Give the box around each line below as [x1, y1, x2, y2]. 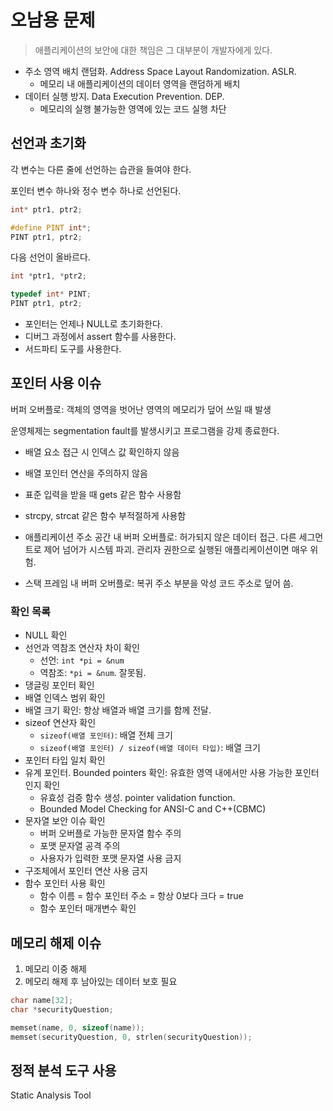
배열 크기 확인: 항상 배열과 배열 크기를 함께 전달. [24, 704, 212, 716]
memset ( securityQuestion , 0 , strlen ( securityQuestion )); [10, 1032, 253, 1042]
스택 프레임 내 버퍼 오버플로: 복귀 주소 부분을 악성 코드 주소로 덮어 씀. [24, 577, 294, 589]
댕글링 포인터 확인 [24, 679, 95, 691]
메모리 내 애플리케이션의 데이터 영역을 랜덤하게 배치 [39, 77, 241, 90]
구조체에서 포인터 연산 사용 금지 [24, 865, 148, 877]
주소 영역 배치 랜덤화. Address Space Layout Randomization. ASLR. [24, 65, 297, 77]
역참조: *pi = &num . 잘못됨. [39, 667, 147, 679]
